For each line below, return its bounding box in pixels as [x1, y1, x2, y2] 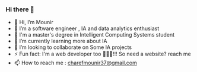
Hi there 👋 [5, 5, 35, 14]
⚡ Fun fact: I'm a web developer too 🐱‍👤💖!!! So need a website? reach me [14, 50, 191, 58]
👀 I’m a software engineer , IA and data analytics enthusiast [14, 25, 160, 32]
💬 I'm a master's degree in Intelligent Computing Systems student [14, 31, 175, 38]
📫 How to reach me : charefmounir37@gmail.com [14, 59, 137, 67]
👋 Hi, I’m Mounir [14, 19, 54, 26]
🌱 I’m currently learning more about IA [14, 38, 107, 45]
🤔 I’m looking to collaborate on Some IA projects [14, 44, 132, 51]
